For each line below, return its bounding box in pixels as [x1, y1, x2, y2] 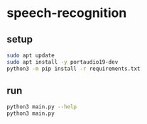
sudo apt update [6, 52, 55, 59]
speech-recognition [6, 5, 127, 21]
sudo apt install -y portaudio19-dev [6, 58, 119, 65]
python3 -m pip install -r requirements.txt [6, 65, 141, 72]
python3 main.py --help [6, 103, 77, 111]
